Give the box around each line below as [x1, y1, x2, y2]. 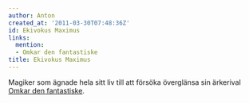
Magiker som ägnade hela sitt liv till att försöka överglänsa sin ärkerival [8, 77, 241, 87]
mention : [15, 41, 45, 49]
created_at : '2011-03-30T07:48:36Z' [8, 19, 130, 27]
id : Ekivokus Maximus [8, 26, 81, 34]
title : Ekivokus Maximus [8, 56, 91, 64]
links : [8, 33, 30, 42]
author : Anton [8, 11, 56, 20]
